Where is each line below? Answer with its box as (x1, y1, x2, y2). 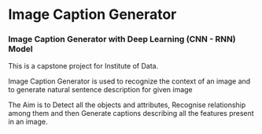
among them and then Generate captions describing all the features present (8, 109, 254, 118)
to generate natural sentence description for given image (8, 85, 193, 95)
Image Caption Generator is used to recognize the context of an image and (8, 76, 251, 86)
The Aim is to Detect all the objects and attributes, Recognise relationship (8, 100, 246, 110)
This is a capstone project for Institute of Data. (8, 61, 159, 71)
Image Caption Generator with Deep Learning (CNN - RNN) (8, 34, 236, 45)
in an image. (8, 117, 48, 127)
